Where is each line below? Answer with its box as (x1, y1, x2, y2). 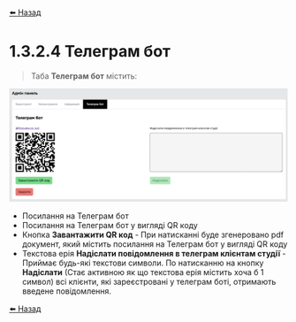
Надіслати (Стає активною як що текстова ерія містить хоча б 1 (21, 267, 264, 278)
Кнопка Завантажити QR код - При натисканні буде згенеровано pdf (21, 229, 285, 241)
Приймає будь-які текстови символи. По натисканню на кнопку (21, 257, 264, 268)
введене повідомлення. (21, 286, 112, 296)
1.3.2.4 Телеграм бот (9, 42, 171, 62)
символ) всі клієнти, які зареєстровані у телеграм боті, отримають (21, 277, 277, 287)
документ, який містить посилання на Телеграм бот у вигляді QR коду (21, 239, 288, 249)
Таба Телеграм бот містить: (30, 70, 138, 81)
